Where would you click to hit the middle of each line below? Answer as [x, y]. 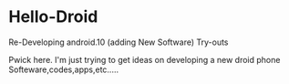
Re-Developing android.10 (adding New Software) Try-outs [119, 42]
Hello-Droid [53, 17]
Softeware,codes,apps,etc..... [64, 69]
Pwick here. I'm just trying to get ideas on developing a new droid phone [144, 59]
